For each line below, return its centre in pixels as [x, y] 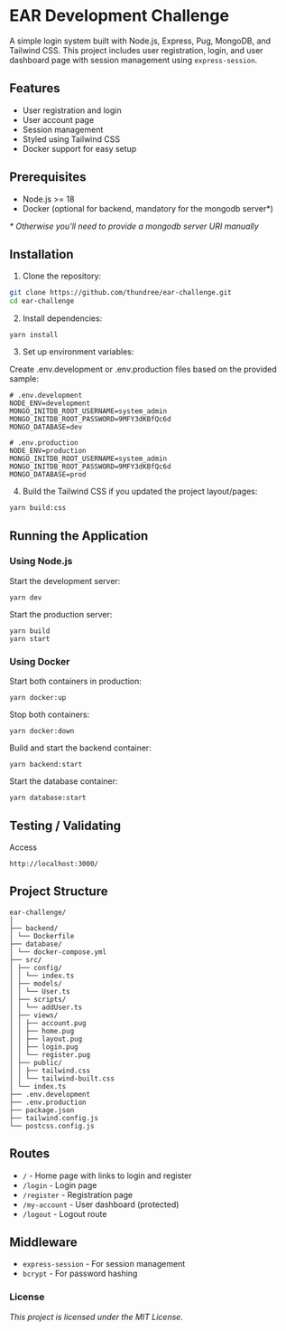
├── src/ [26, 959]
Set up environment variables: [78, 352]
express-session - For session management [104, 1264]
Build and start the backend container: [80, 748]
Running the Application [79, 536]
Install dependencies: [62, 318]
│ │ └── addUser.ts [46, 1007]
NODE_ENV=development [50, 403]
